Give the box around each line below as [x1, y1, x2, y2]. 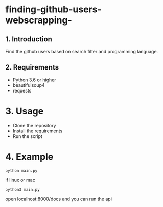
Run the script [12, 133, 42, 139]
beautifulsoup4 [12, 82, 45, 88]
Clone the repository [12, 122, 56, 128]
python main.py [5, 168, 38, 173]
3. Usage [5, 106, 44, 117]
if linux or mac [5, 177, 36, 183]
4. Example [5, 151, 54, 163]
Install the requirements [12, 128, 63, 134]
